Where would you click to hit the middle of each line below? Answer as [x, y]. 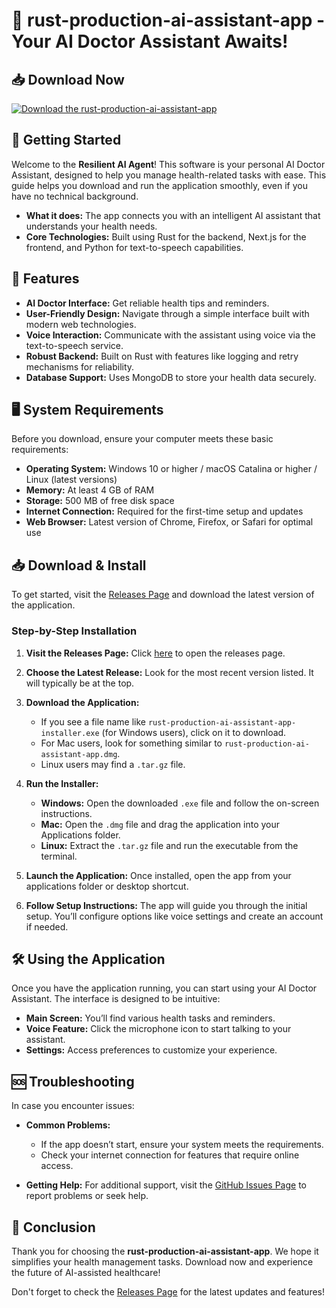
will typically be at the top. [80, 683]
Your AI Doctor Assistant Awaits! [150, 41]
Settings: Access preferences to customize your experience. [151, 1050]
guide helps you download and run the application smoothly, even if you [159, 185]
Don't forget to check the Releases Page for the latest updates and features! [168, 1291]
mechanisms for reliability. [80, 366]
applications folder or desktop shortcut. [107, 886]
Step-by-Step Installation [74, 631]
